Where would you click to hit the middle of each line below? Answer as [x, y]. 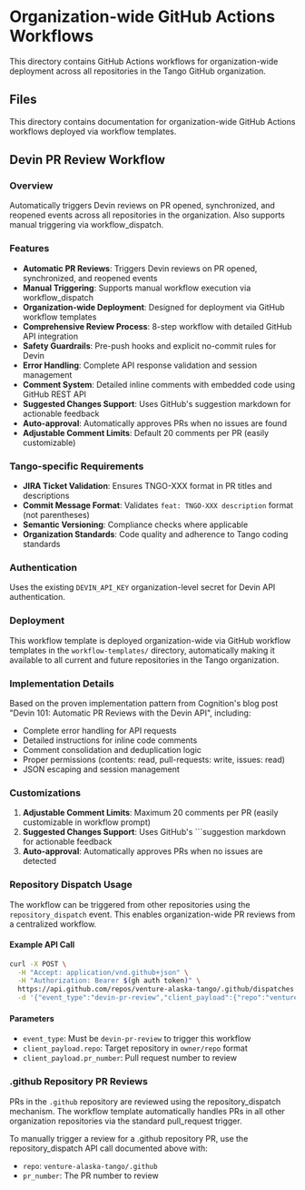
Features [30, 249]
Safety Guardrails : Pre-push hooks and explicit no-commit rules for [149, 346]
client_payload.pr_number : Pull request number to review [130, 1058]
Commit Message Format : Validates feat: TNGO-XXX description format [157, 505]
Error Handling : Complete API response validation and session [139, 365]
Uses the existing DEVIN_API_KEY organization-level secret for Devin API [143, 587]
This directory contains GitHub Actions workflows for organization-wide [144, 61]
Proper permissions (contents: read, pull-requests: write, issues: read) [154, 759]
